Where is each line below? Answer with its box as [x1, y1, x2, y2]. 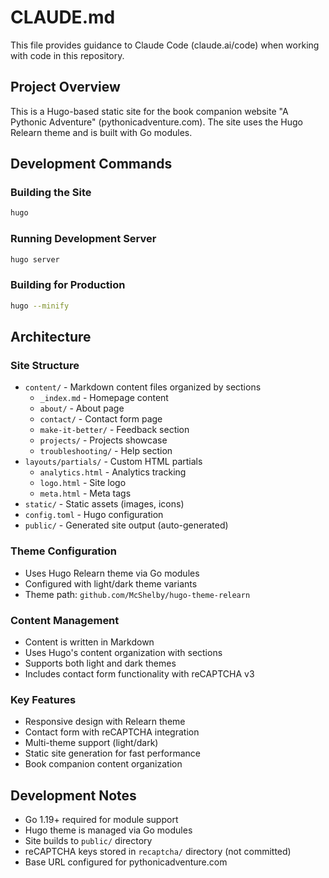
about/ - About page [39, 402, 125, 415]
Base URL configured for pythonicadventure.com [24, 856, 228, 868]
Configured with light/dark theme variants [24, 577, 198, 590]
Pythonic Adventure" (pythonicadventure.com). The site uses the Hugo [10, 116, 303, 128]
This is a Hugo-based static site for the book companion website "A [10, 105, 289, 117]
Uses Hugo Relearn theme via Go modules [24, 567, 200, 579]
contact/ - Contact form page [39, 413, 163, 425]
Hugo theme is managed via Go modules [24, 824, 193, 836]
